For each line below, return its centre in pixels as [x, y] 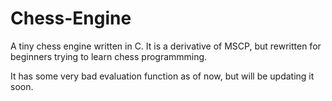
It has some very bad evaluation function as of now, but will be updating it [162, 76]
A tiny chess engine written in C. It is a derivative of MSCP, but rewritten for [166, 46]
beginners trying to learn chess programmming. [109, 56]
